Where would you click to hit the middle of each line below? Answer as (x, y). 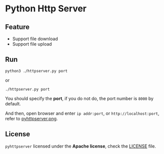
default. (13, 103)
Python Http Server (46, 9)
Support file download (35, 39)
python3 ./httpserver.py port (37, 71)
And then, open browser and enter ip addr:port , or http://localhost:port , (82, 113)
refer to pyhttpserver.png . (32, 118)
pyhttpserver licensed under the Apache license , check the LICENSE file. (81, 146)
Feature (17, 27)
